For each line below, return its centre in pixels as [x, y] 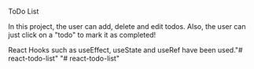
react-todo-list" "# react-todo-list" [64, 58]
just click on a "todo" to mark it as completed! [82, 35]
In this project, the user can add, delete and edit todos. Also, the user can [127, 26]
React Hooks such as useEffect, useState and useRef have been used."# [125, 50]
